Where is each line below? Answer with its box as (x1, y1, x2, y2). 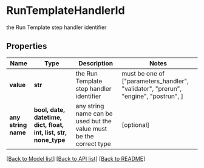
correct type (75, 140, 111, 148)
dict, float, (33, 120, 64, 129)
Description (78, 59, 114, 67)
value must (75, 124, 107, 133)
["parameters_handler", (121, 77, 189, 85)
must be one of (121, 69, 165, 77)
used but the (75, 117, 112, 125)
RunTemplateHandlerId (6, 4, 126, 18)
